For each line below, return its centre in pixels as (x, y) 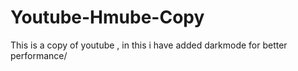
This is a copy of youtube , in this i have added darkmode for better (149, 45)
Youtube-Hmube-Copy (107, 17)
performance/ (39, 55)
